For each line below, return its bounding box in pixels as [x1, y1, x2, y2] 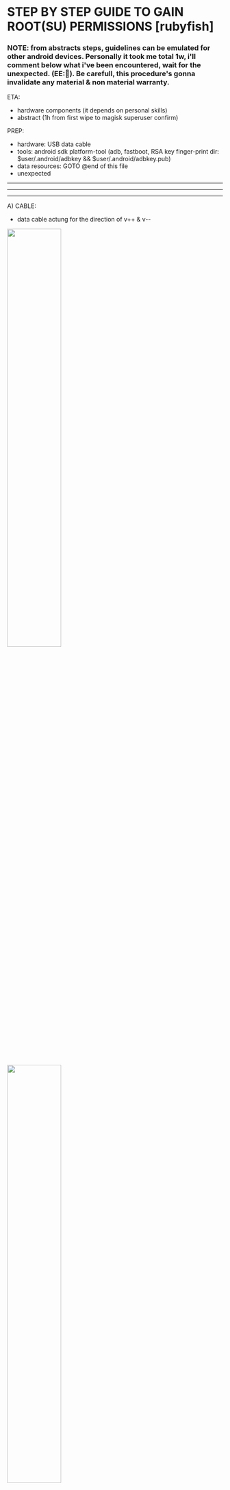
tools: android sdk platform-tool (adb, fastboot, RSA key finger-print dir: [16, 147, 219, 156]
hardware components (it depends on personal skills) [16, 106, 168, 115]
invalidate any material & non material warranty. [7, 78, 170, 87]
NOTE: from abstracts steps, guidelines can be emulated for [7, 43, 211, 53]
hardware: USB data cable [16, 140, 91, 148]
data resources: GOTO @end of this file [16, 162, 129, 170]
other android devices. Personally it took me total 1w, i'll [7, 52, 196, 62]
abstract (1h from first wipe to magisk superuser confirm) [16, 114, 179, 122]
